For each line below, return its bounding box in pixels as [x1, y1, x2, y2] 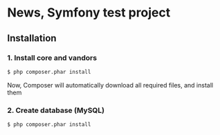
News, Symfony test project [7, 5, 171, 21]
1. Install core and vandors [7, 53, 98, 63]
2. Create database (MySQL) [7, 105, 105, 115]
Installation [7, 32, 57, 44]
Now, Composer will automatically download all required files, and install [7, 81, 213, 89]
